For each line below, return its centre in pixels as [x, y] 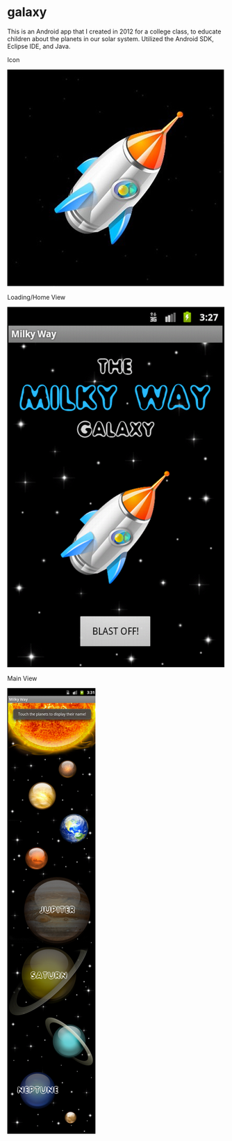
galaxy [27, 12]
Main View [22, 678]
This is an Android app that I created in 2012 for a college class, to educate [114, 31]
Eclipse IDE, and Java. [39, 46]
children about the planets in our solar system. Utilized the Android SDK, [110, 38]
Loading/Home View [36, 297]
